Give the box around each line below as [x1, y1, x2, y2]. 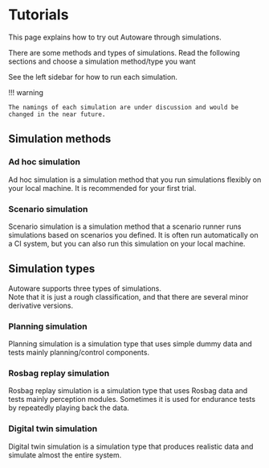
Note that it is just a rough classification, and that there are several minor [8, 292, 249, 301]
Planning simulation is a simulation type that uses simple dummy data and [8, 339, 253, 349]
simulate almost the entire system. [8, 449, 122, 460]
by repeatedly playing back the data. [8, 403, 130, 412]
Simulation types [8, 262, 96, 275]
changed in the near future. [8, 110, 106, 118]
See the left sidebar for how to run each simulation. [8, 72, 178, 81]
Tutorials [8, 6, 69, 24]
